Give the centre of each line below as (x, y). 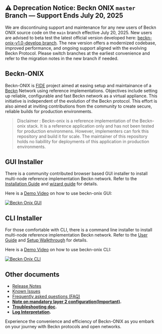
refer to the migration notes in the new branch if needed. (62, 58)
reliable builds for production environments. (49, 111)
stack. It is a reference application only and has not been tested (90, 126)
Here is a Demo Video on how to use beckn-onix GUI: (59, 193)
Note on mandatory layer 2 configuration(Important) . (67, 302)
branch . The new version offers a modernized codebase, (99, 43)
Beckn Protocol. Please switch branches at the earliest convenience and (77, 53)
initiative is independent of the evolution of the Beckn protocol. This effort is (81, 101)
